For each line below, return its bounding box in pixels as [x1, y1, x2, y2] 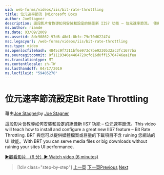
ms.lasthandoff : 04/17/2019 [5, 66, 62, 71]
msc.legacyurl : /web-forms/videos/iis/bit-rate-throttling [5, 39, 128, 44]
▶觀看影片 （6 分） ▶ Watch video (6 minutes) [5, 153, 99, 159]
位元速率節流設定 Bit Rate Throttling [5, 93, 149, 105]
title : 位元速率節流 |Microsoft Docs [5, 12, 78, 17]
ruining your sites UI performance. [5, 144, 74, 150]
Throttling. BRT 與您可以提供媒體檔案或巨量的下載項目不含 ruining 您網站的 [5, 132, 156, 138]
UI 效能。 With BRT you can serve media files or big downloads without [5, 138, 147, 144]
